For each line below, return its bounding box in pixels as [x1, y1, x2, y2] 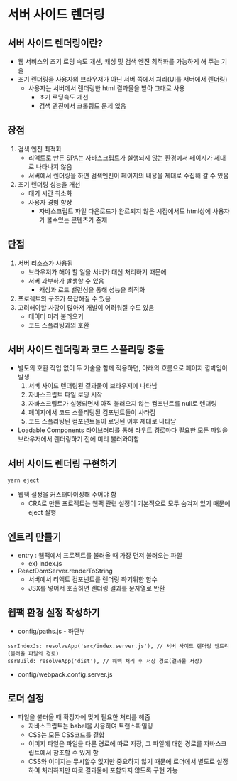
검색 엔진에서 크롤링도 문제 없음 [38, 102, 126, 110]
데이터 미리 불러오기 [28, 312, 84, 321]
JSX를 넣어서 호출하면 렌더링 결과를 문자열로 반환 [28, 584, 165, 593]
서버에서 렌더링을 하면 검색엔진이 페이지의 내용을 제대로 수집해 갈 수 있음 [28, 171, 229, 180]
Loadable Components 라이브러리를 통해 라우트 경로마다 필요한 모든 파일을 [17, 426, 228, 434]
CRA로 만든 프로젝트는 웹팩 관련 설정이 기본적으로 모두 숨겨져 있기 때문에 [28, 499, 231, 508]
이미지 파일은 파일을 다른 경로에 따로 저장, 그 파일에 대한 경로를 [28, 739, 202, 748]
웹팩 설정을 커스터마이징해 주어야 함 [17, 490, 117, 499]
